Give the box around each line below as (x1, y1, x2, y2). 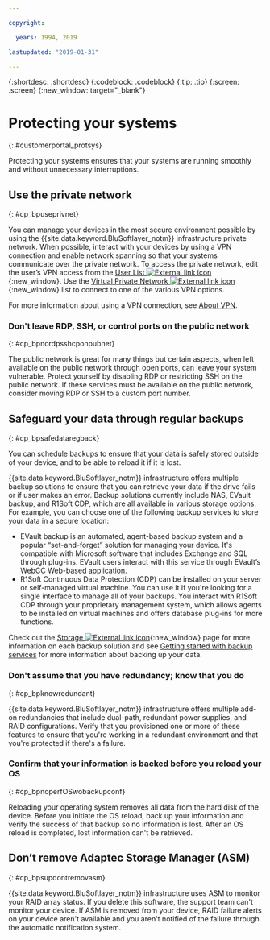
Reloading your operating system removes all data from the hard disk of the (8, 802, 260, 812)
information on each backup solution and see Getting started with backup (8, 641, 253, 651)
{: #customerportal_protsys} (8, 140, 102, 150)
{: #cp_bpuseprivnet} (8, 209, 79, 219)
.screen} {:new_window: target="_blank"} (8, 85, 147, 95)
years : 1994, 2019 (15, 33, 78, 41)
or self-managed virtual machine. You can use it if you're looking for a (19, 583, 252, 593)
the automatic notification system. (8, 922, 122, 932)
